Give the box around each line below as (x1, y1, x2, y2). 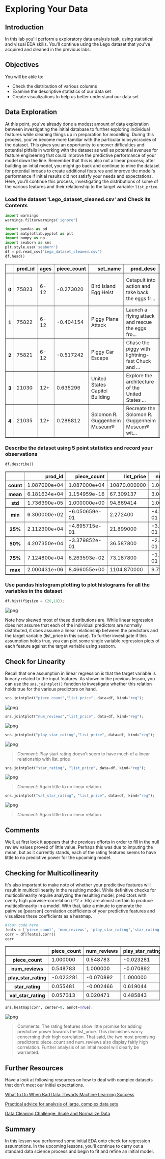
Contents (5, 202, 28, 209)
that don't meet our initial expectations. (5, 1082, 84, 1088)
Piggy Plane (91, 315, 119, 322)
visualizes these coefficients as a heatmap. (5, 913, 92, 919)
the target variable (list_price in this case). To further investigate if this (5, 633, 147, 639)
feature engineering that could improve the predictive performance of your (5, 152, 156, 158)
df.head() (5, 254, 26, 259)
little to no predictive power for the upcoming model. (5, 855, 111, 860)
